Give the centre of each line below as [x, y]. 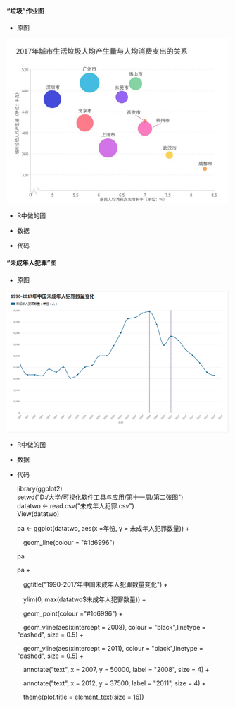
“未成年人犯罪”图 [32, 263]
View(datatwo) [38, 514]
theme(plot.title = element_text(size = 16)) [84, 697]
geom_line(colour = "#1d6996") [69, 542]
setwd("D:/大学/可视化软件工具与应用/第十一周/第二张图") [100, 497]
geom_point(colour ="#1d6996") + [73, 613]
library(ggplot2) [39, 488]
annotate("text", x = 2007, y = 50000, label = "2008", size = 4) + [116, 669]
